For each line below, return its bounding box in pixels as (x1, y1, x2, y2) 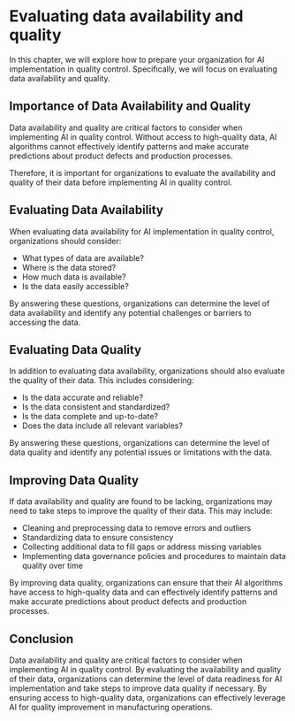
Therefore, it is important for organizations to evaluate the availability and (9, 167, 276, 178)
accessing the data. (9, 317, 81, 327)
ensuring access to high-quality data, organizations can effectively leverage (9, 693, 286, 702)
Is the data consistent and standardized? (21, 402, 170, 412)
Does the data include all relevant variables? (21, 420, 184, 431)
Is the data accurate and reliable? (21, 392, 144, 403)
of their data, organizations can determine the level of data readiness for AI (9, 674, 283, 684)
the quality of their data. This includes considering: (9, 375, 194, 386)
